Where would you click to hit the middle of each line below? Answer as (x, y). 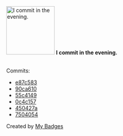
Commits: (18, 71)
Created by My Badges (35, 126)
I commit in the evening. (87, 53)
